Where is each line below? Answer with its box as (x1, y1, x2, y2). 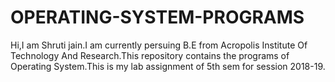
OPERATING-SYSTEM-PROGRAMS (10, 6, 305, 29)
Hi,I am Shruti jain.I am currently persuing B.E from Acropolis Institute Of (10, 39, 308, 51)
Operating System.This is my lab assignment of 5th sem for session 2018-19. (10, 60, 326, 72)
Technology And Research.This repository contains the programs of (10, 49, 290, 61)
